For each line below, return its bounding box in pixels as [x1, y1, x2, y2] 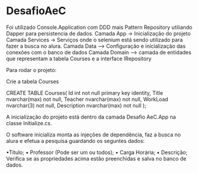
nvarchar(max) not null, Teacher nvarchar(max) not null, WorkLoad [6, 96, 168, 103]
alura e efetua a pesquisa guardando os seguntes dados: [6, 137, 145, 144]
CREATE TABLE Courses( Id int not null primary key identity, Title [6, 89, 164, 96]
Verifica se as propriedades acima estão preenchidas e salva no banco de [6, 155, 187, 162]
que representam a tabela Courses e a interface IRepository [6, 55, 152, 62]
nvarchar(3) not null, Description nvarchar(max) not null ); [6, 102, 147, 109]
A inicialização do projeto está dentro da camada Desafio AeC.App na [6, 113, 176, 120]
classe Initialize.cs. [6, 119, 52, 126]
